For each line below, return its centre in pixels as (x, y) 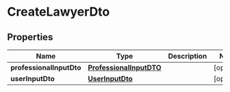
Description (188, 56)
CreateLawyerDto (59, 12)
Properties (30, 37)
